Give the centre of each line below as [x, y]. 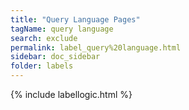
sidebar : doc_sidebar [55, 57]
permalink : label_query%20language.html [96, 47]
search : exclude [44, 38]
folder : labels [42, 66]
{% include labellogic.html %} [71, 94]
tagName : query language [62, 29]
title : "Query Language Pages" [75, 19]
